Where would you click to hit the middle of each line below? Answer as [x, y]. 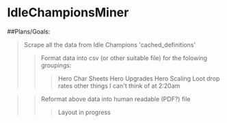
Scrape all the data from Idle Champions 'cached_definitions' [110, 44]
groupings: [56, 65]
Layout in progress [84, 112]
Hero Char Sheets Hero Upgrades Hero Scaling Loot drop [139, 78]
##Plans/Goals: [29, 31]
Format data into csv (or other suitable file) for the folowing [124, 58]
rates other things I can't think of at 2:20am [119, 85]
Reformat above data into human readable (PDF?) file [116, 99]
